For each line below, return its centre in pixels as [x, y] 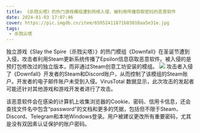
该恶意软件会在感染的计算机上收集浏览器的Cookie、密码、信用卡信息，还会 [99, 101]
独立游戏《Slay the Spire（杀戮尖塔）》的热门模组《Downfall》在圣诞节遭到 [98, 52]
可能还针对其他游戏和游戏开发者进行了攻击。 [61, 89]
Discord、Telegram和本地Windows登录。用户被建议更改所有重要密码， [93, 116]
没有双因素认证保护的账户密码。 [50, 124]
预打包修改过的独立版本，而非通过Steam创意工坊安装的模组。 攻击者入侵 [99, 67]
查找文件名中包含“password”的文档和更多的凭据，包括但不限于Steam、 [94, 109]
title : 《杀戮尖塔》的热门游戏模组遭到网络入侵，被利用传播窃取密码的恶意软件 [91, 12]
